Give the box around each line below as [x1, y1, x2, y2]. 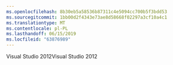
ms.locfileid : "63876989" [6, 36, 71, 42]
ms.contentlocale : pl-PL [6, 25, 68, 32]
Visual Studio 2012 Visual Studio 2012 [6, 53, 98, 60]
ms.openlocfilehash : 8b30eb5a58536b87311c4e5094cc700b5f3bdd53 [6, 8, 168, 15]
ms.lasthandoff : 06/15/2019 [6, 31, 77, 37]
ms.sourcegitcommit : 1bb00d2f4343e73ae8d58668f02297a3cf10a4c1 [6, 14, 168, 20]
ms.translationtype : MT [6, 20, 66, 26]
